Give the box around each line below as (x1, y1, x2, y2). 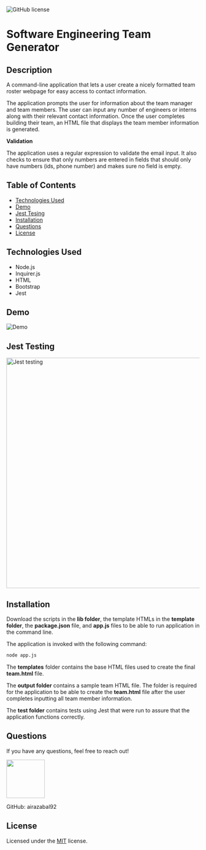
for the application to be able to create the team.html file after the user (6, 688, 186, 695)
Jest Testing (6, 341, 55, 351)
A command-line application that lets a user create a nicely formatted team (6, 81, 196, 88)
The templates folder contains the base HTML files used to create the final (6, 663, 196, 671)
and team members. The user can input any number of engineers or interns (6, 106, 197, 113)
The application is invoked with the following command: (6, 641, 147, 648)
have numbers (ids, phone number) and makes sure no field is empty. (6, 163, 182, 170)
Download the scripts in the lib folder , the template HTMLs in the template (6, 615, 195, 623)
